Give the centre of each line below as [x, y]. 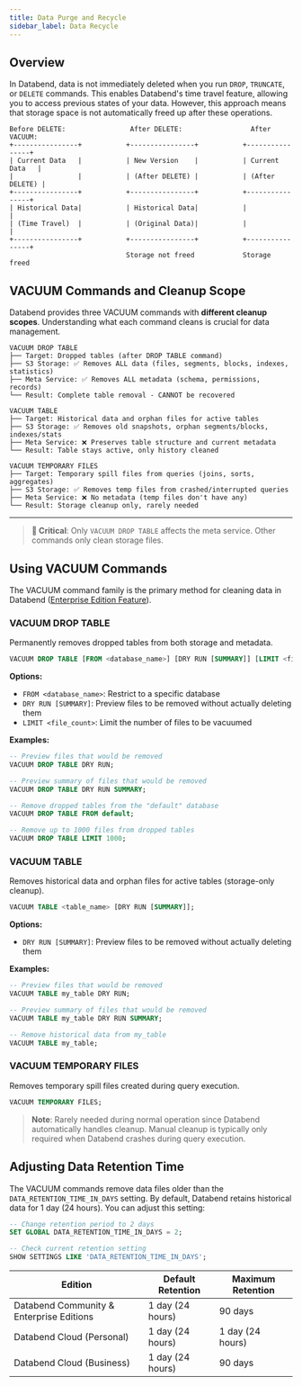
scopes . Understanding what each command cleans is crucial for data [139, 322]
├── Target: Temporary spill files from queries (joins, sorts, [132, 474]
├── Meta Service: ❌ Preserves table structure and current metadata [143, 443]
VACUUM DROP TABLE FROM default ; [72, 814]
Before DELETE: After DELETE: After [140, 130]
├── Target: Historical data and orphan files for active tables [134, 419]
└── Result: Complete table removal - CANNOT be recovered [122, 396]
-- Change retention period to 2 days [82, 1224]
